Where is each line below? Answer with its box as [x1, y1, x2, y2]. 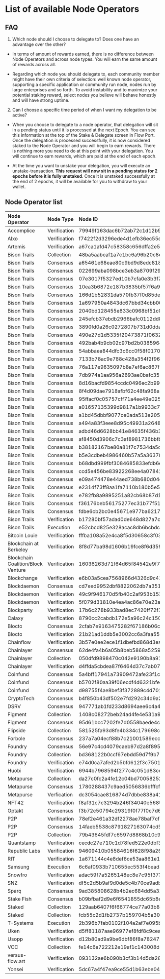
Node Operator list [5, 198, 63, 206]
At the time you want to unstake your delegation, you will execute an [12, 163, 151, 168]
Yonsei [7, 966, 24, 973]
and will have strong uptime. [12, 97, 70, 103]
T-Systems [7, 919, 34, 926]
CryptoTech [7, 695, 35, 702]
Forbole [7, 735, 26, 742]
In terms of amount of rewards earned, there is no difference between [12, 51, 154, 57]
